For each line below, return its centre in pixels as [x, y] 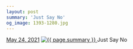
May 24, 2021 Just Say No [67, 40]
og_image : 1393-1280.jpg [37, 23]
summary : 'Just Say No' [36, 17]
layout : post [22, 12]
